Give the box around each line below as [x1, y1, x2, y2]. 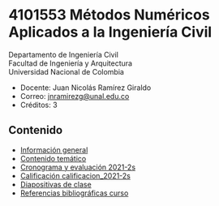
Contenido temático [19, 153, 87, 163]
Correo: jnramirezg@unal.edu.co [19, 91, 130, 101]
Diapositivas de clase [19, 179, 92, 189]
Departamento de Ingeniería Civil [8, 49, 119, 59]
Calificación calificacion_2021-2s [19, 170, 131, 180]
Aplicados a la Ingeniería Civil [8, 23, 213, 41]
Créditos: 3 [19, 100, 58, 109]
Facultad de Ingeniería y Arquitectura [8, 58, 132, 68]
